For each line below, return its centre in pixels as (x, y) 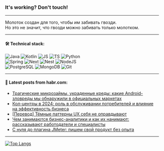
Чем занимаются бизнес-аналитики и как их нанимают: (71, 119)
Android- (134, 93)
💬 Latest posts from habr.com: (36, 82)
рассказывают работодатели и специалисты (59, 124)
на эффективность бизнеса (41, 109)
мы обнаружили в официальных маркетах (78, 98)
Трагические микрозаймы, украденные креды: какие (68, 93)
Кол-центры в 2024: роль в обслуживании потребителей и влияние (83, 103)
